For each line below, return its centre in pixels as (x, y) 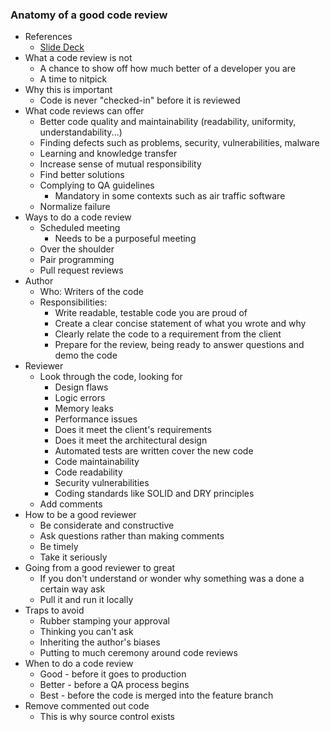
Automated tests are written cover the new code (154, 451)
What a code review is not (78, 58)
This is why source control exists (107, 717)
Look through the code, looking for (111, 377)
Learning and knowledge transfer (108, 154)
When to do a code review (79, 664)
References (48, 37)
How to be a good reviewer (80, 515)
